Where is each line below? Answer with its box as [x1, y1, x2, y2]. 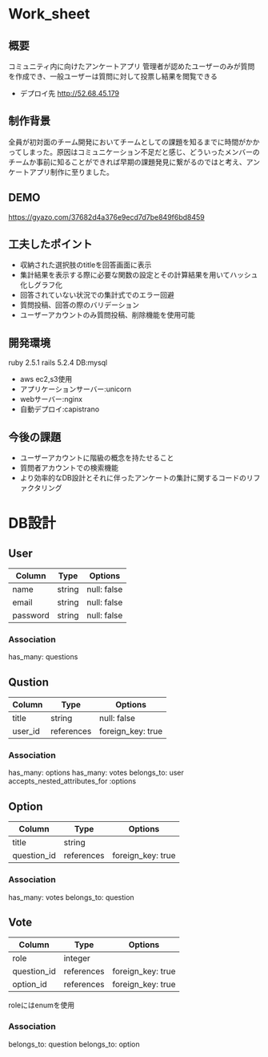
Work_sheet [8, 5, 90, 23]
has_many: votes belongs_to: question [8, 892, 134, 902]
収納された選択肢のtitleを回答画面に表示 [19, 260, 152, 269]
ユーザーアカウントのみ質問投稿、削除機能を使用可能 [19, 310, 195, 320]
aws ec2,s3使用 [19, 375, 73, 384]
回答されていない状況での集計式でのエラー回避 [19, 290, 174, 300]
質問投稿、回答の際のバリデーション [19, 300, 140, 310]
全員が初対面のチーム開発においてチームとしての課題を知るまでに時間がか [8, 137, 254, 147]
